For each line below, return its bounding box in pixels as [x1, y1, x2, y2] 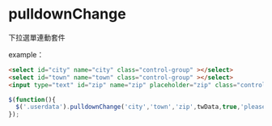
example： [8, 49, 45, 59]
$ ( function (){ [8, 95, 57, 103]
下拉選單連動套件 [8, 32, 66, 42]
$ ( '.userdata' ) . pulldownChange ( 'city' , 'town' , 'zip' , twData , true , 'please [15, 103, 266, 111]
